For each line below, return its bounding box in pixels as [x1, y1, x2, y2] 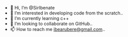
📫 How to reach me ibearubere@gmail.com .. [10, 26, 106, 32]
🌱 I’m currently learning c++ [10, 15, 69, 21]
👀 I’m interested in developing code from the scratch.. [10, 10, 123, 16]
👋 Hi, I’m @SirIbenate [10, 5, 55, 10]
